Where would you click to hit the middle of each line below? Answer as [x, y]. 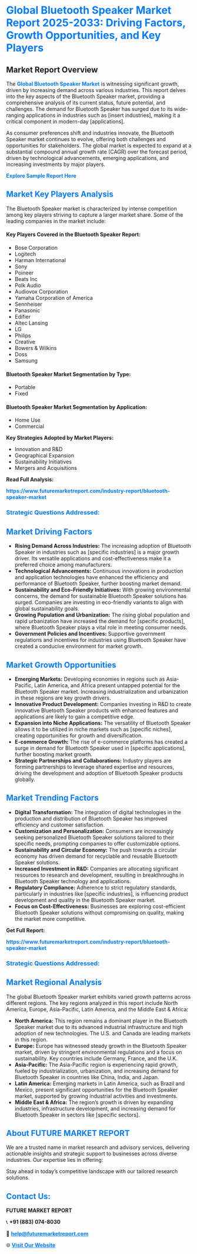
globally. [25, 779]
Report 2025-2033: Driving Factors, [96, 23]
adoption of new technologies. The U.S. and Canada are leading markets [103, 1033]
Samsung [26, 361]
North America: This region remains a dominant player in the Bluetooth [101, 1020]
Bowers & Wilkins [36, 348]
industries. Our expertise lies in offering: [55, 1160]
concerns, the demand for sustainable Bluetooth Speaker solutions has [101, 596]
